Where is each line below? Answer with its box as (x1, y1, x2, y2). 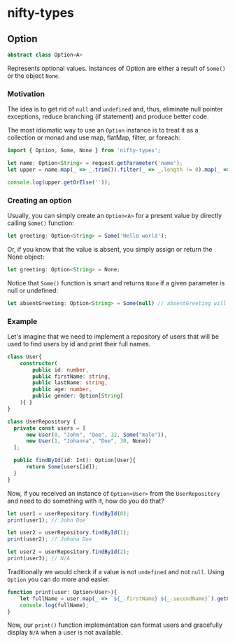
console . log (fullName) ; (20, 602, 90, 609)
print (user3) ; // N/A (7, 555, 71, 562)
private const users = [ (13, 424, 86, 432)
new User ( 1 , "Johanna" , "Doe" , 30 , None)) (25, 438, 152, 445)
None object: (7, 252, 45, 261)
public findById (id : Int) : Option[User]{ (13, 457, 136, 464)
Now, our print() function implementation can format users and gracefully (7, 621, 222, 629)
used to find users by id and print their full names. (7, 339, 151, 348)
